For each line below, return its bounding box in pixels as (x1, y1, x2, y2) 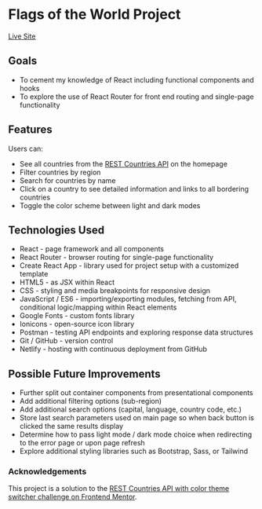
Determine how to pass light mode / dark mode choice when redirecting (19, 430, 253, 439)
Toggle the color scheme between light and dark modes (19, 200, 201, 210)
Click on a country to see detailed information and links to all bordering (19, 184, 249, 193)
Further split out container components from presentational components (19, 388, 253, 397)
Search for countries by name (19, 175, 116, 185)
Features (8, 123, 53, 137)
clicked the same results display (19, 422, 124, 431)
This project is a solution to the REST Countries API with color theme (8, 484, 230, 493)
